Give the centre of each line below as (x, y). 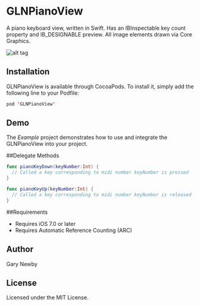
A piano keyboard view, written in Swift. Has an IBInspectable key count (96, 28)
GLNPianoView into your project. (47, 144)
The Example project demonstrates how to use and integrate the (87, 137)
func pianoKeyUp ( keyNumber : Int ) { (50, 189)
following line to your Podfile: (43, 93)
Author (20, 249)
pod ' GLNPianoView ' (31, 104)
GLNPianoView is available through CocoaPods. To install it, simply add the (100, 86)
